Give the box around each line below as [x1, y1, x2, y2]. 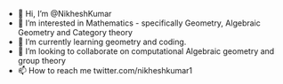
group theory [17, 56, 67, 65]
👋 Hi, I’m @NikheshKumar [17, 9, 112, 19]
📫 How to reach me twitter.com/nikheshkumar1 [17, 65, 193, 75]
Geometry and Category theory [17, 27, 133, 37]
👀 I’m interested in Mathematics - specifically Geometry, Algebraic [17, 18, 261, 28]
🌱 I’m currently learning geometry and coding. [17, 36, 187, 47]
